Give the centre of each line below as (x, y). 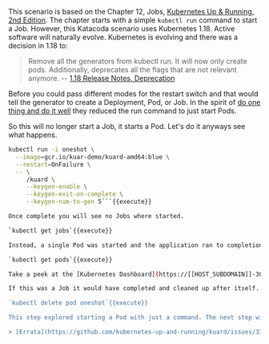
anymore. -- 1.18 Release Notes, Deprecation (101, 78)
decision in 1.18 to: (38, 46)
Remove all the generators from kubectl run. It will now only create (137, 61)
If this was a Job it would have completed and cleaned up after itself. (134, 289)
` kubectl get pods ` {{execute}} (60, 260)
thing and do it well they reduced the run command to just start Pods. (122, 111)
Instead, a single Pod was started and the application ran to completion (136, 245)
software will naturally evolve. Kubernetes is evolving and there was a (123, 37)
